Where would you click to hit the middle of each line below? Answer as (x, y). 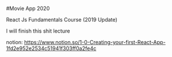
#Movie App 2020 (28, 8)
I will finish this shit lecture (38, 31)
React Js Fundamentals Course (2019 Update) (62, 19)
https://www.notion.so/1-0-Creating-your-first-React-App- (95, 42)
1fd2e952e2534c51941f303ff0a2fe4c (51, 48)
